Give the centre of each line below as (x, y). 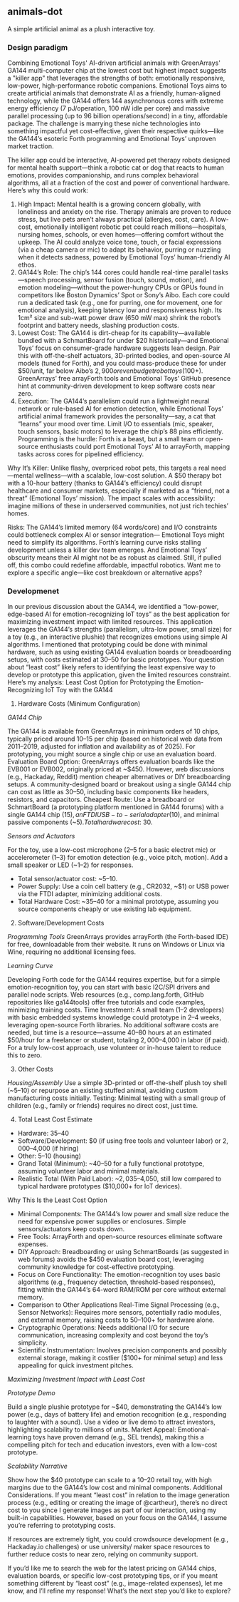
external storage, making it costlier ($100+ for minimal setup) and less (120, 1358)
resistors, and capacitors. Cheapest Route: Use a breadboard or (101, 800)
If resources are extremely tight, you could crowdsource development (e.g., (118, 1539)
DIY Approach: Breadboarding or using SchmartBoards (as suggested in (123, 1252)
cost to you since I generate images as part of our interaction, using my (112, 1510)
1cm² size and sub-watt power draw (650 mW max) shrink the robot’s (119, 318)
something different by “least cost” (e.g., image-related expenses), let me (115, 1583)
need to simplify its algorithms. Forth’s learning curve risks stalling (104, 543)
